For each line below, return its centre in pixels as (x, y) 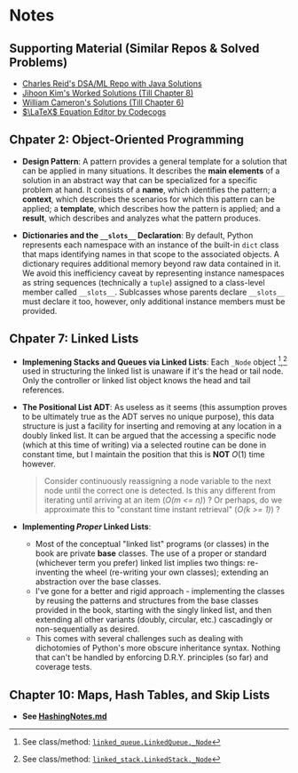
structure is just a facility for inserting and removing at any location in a (152, 426)
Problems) (39, 62)
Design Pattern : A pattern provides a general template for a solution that (154, 161)
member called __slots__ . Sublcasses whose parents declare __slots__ (153, 292)
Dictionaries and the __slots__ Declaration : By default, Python (137, 235)
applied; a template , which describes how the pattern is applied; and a (151, 208)
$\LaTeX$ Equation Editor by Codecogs (94, 112)
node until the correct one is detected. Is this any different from (160, 491)
